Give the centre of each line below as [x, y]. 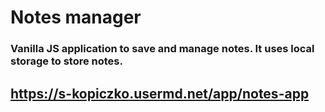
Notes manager [76, 17]
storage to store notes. [66, 61]
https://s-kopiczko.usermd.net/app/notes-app [160, 93]
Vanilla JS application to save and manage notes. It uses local [162, 49]
